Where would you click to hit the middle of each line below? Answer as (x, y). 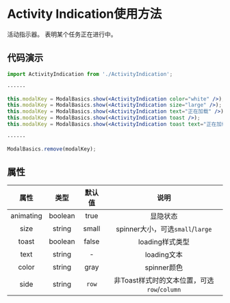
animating (26, 216)
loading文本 (164, 255)
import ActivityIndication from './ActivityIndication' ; (90, 74)
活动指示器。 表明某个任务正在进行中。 (62, 34)
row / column (164, 289)
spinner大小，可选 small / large (164, 229)
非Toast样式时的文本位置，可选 (164, 280)
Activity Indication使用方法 (85, 14)
